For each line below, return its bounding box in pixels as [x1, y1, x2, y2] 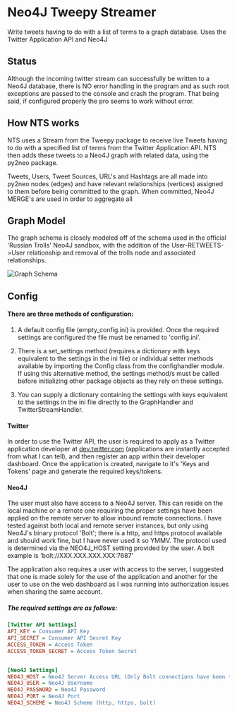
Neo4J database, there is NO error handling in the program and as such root [7, 82, 229, 90]
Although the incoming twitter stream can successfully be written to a [7, 74, 210, 83]
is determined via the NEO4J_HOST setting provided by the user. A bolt [7, 544, 215, 552]
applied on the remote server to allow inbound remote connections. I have [7, 514, 222, 523]
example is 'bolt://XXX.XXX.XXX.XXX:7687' [7, 551, 134, 560]
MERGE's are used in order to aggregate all [7, 195, 133, 203]
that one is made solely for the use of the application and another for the [7, 573, 218, 581]
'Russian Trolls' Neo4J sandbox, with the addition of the [7, 241, 171, 250]
